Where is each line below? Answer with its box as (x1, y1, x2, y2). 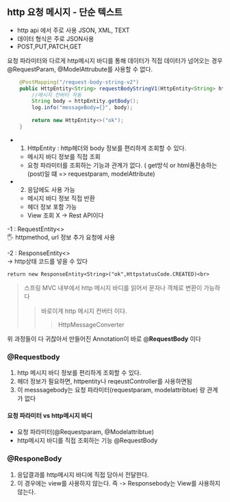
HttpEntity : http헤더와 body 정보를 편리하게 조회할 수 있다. (27, 143, 187, 152)
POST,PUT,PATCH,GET (16, 42, 82, 50)
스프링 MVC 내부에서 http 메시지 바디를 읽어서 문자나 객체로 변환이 (23, 283, 203, 291)
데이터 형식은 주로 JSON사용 (16, 34, 94, 43)
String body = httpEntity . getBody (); (31, 98, 139, 105)
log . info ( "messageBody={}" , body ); (31, 104, 133, 111)
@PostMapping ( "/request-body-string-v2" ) (19, 78, 139, 86)
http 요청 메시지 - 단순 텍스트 (7, 6, 123, 19)
